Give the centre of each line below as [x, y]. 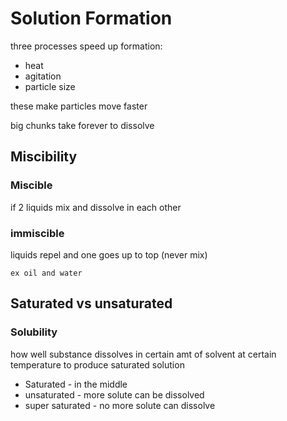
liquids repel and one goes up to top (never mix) [109, 254]
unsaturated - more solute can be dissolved [114, 394]
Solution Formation [91, 18]
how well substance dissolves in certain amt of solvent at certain [143, 354]
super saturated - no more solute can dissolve [120, 405]
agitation [43, 76]
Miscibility [44, 157]
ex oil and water [46, 273]
